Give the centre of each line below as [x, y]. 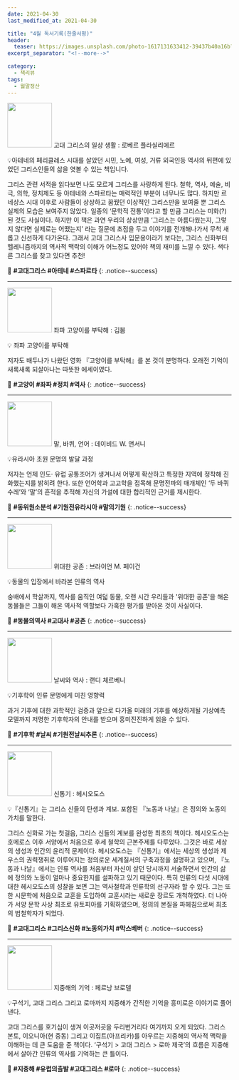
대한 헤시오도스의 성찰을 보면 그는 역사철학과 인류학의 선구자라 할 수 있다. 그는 [116, 886]
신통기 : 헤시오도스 [79, 793]
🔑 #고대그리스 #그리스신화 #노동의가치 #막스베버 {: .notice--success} [106, 928]
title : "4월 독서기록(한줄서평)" [50, 34]
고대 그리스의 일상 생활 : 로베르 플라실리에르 [114, 145]
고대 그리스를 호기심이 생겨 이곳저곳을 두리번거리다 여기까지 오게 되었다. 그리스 [117, 1026]
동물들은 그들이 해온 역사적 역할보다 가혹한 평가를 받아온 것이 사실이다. [105, 605]
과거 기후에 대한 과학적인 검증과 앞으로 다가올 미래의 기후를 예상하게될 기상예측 [117, 710]
